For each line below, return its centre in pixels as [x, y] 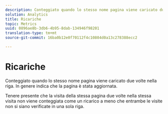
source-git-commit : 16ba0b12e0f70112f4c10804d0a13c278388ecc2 [71, 38]
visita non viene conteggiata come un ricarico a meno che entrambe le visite [84, 101]
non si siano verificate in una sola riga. [45, 106]
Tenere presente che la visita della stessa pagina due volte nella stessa [78, 95]
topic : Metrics [21, 24]
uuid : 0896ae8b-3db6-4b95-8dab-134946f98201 [52, 28]
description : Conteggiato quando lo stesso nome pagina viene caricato [81, 10]
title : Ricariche [23, 19]
